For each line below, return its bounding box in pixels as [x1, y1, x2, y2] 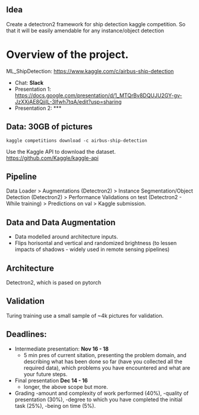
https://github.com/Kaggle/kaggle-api [6, 154, 99, 162]
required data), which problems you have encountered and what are [23, 364, 191, 371]
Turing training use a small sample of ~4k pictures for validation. [6, 312, 164, 319]
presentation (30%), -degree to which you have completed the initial [14, 396, 183, 403]
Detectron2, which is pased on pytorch [6, 279, 102, 286]
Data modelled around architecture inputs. [14, 233, 118, 240]
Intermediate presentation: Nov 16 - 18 [14, 345, 109, 352]
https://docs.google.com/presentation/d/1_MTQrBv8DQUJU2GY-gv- [14, 92, 182, 99]
